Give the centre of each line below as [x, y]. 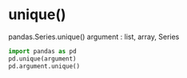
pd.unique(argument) [43, 58]
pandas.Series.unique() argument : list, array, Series [94, 37]
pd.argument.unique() [44, 66]
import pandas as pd [43, 51]
